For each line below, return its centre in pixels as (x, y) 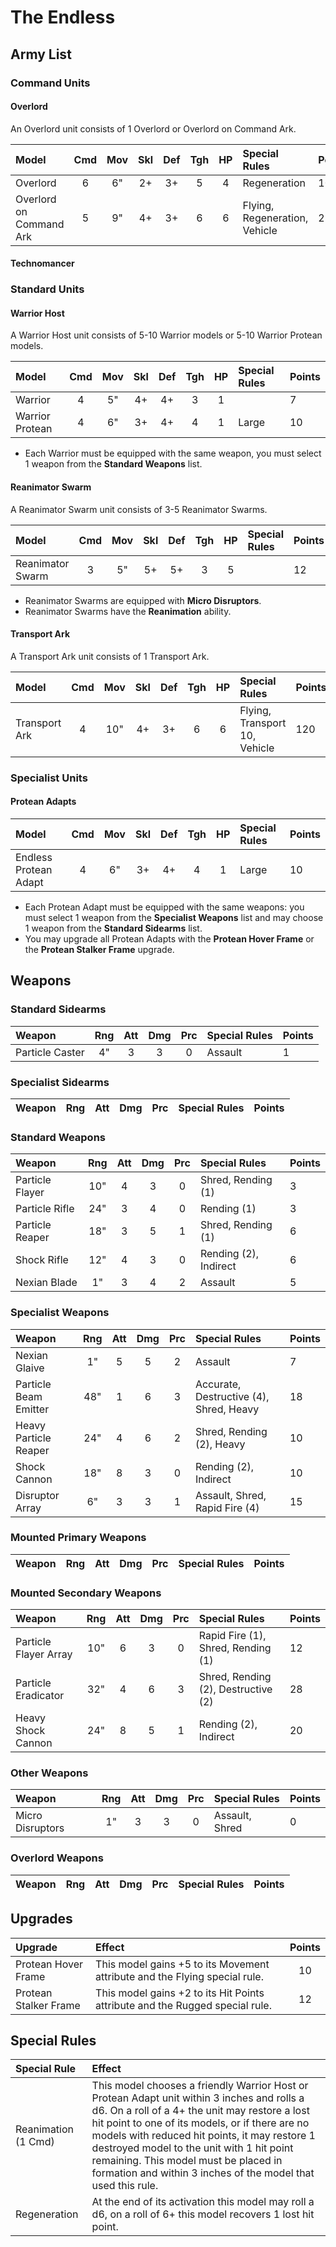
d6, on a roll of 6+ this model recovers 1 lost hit (203, 2214)
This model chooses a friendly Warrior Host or (200, 2086)
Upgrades (41, 1919)
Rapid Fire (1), (232, 1636)
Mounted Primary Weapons (78, 1538)
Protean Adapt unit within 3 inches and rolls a (198, 2098)
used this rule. (125, 2186)
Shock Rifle (42, 1260)
